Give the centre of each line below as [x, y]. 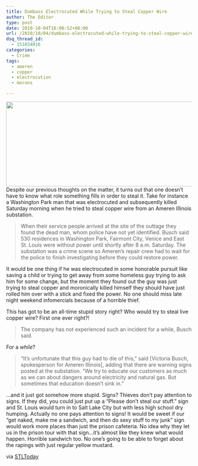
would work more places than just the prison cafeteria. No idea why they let [98, 426]
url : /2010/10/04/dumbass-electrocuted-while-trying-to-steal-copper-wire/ [101, 34]
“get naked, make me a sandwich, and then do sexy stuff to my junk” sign [95, 420]
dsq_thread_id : [25, 39]
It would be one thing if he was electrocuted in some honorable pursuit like [97, 269]
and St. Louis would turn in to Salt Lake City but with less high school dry [95, 407]
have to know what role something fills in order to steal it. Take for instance [97, 196]
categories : [21, 50]
